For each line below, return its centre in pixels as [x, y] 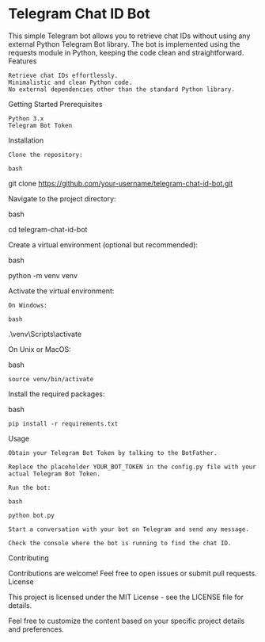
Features [23, 61]
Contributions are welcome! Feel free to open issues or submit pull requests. [132, 573]
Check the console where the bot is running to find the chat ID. [120, 543]
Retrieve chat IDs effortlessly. [63, 75]
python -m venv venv [43, 275]
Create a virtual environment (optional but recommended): [103, 245]
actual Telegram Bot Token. [55, 474]
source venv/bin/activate [51, 379]
